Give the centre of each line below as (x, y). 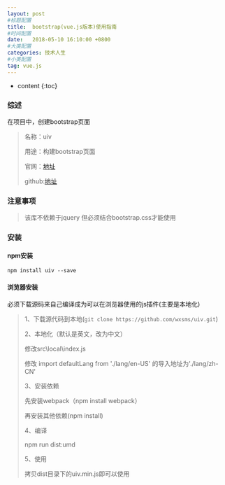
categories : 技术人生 (37, 53)
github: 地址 (41, 181)
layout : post (26, 14)
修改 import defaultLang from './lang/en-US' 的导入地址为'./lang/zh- (121, 363)
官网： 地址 (40, 166)
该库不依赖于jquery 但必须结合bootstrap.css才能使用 (100, 218)
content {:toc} (37, 85)
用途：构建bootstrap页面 (60, 151)
